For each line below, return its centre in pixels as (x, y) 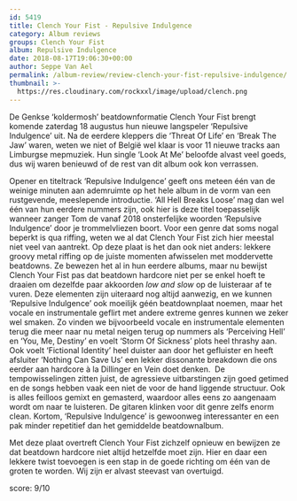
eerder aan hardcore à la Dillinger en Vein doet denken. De (117, 369)
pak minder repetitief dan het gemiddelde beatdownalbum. (117, 425)
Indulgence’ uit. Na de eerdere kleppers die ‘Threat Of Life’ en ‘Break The (143, 135)
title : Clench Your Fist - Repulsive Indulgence (101, 26)
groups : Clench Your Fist (57, 42)
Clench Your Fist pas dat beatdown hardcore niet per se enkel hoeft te (137, 274)
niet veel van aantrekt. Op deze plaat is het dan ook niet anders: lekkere (140, 247)
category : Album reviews (55, 34)
